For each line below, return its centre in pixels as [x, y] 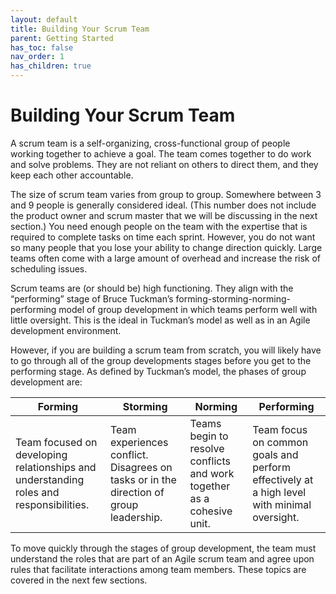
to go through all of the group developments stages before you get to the [161, 360]
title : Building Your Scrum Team [80, 29]
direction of [137, 492]
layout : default [44, 19]
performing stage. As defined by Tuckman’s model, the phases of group [158, 371]
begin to [209, 436]
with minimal [282, 504]
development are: [46, 382]
